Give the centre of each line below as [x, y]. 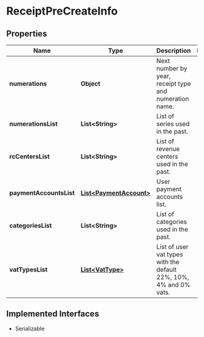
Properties [27, 34]
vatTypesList [29, 270]
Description [174, 51]
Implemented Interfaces [53, 314]
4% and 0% [173, 285]
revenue [168, 149]
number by [172, 68]
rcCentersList [29, 156]
